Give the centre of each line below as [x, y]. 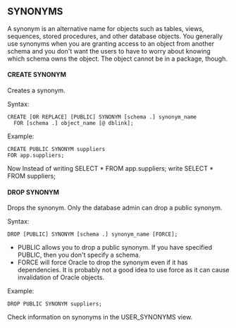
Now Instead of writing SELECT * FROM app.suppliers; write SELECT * [110, 169]
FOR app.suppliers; [36, 156]
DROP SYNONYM [33, 192]
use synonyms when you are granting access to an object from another [111, 43]
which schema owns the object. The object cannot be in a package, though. [117, 59]
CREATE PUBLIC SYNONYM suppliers [56, 150]
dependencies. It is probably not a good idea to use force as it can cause [123, 270]
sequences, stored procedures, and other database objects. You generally [115, 36]
